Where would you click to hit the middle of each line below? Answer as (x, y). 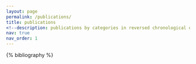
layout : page (22, 11)
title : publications (31, 22)
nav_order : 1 (22, 38)
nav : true (18, 33)
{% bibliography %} (30, 55)
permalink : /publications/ (39, 17)
